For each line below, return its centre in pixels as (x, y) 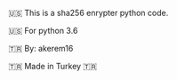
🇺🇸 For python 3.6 (43, 31)
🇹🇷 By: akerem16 (41, 48)
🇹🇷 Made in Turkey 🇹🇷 (53, 66)
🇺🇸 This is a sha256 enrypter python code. (88, 13)
